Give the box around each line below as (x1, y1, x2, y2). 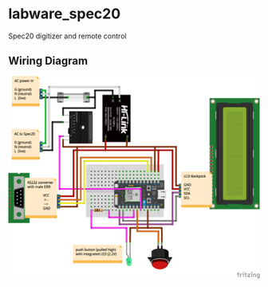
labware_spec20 (8, 5, 121, 23)
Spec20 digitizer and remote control (8, 31, 127, 41)
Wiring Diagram (8, 54, 89, 68)
